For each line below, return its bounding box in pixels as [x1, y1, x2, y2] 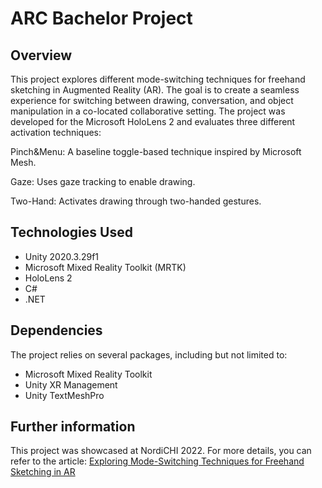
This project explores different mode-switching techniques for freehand [10, 73, 306, 85]
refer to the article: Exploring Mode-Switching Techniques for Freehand [10, 455, 305, 467]
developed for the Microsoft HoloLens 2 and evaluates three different [10, 116, 296, 127]
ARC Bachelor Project [10, 7, 193, 30]
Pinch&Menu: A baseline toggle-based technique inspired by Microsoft [10, 146, 302, 157]
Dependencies [10, 322, 103, 339]
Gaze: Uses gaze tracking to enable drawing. [10, 176, 196, 187]
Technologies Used [10, 224, 133, 241]
